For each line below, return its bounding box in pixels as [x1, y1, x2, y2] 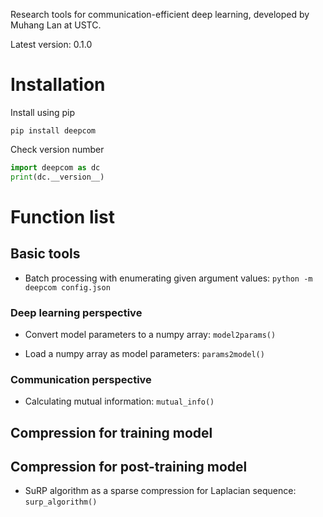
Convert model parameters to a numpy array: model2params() [24, 328, 277, 340]
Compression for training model [10, 424, 213, 441]
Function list [10, 205, 116, 228]
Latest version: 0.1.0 [10, 39, 93, 50]
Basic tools [10, 245, 81, 263]
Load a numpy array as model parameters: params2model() [24, 347, 265, 359]
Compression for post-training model [10, 459, 248, 476]
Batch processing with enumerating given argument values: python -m [24, 272, 313, 284]
